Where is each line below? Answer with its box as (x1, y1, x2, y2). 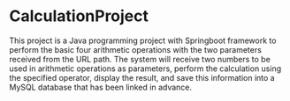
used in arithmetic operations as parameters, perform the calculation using (9, 63, 282, 74)
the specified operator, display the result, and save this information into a (9, 72, 276, 83)
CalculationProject (9, 6, 149, 26)
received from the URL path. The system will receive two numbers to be (9, 54, 271, 64)
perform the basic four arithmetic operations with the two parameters (9, 44, 263, 54)
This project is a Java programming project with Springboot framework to (9, 35, 277, 46)
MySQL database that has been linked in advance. (9, 82, 193, 92)
